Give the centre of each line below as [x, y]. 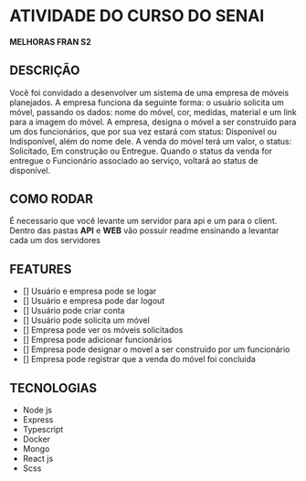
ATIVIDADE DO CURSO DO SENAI [137, 16]
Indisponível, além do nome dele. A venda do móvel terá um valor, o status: [151, 141]
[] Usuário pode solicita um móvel [86, 320]
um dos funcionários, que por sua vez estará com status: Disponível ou [143, 131]
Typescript [43, 430]
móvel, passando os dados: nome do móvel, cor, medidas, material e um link [153, 112]
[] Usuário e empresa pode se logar [90, 291]
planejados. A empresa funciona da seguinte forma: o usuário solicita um [147, 102]
